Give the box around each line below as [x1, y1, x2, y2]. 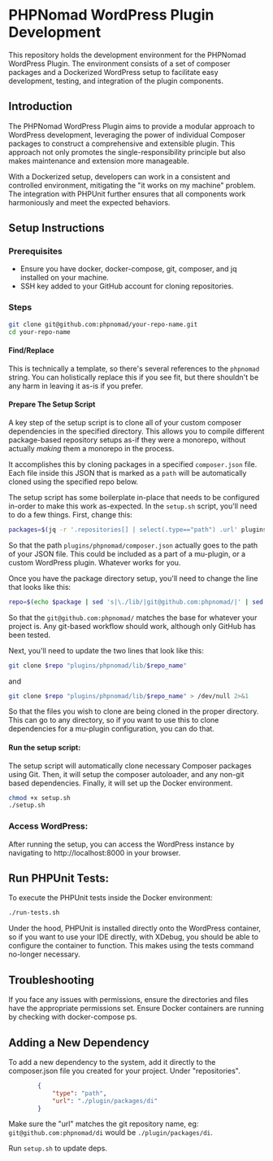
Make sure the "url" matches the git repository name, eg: [8, 1119, 199, 1129]
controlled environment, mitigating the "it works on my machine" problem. [8, 180, 256, 190]
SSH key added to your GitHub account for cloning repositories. [19, 281, 234, 291]
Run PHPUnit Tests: [8, 872, 110, 886]
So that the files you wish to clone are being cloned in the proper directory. [8, 706, 259, 716]
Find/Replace [8, 345, 54, 355]
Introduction [8, 99, 73, 113]
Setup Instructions [8, 222, 105, 235]
